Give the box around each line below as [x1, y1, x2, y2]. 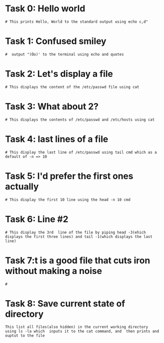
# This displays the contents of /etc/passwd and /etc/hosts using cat [5, 117, 155, 122]
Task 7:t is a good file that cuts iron [5, 255, 151, 266]
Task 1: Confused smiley [5, 35, 107, 47]
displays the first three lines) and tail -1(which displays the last [5, 234, 153, 239]
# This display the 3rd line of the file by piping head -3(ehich [5, 230, 146, 235]
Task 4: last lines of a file [5, 134, 109, 144]
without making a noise [5, 265, 102, 276]
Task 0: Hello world [5, 3, 85, 14]
